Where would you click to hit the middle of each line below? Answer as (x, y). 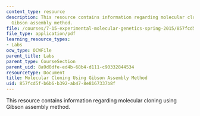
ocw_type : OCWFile (29, 51)
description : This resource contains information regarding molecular (96, 17)
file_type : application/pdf (41, 34)
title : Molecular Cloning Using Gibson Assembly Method (77, 78)
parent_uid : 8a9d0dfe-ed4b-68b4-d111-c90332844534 (70, 67)
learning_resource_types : (38, 39)
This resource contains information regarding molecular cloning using (92, 101)
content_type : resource (36, 12)
